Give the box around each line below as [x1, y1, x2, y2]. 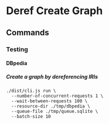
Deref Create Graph [6, 4, 103, 18]
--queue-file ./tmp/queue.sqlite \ [11, 109, 98, 115]
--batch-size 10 [11, 113, 51, 120]
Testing [6, 45, 28, 53]
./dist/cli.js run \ [6, 88, 57, 94]
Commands [6, 28, 50, 38]
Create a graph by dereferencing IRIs [6, 73, 98, 80]
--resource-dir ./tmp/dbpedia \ [11, 103, 91, 109]
